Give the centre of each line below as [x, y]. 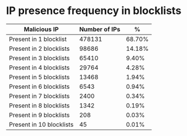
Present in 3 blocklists [40, 58]
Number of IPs [100, 29]
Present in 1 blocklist [38, 39]
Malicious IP [41, 29]
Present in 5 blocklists [40, 77]
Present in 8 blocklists [40, 105]
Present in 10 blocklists [41, 124]
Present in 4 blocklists [40, 67]
